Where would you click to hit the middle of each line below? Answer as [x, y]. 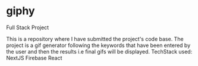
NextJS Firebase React [34, 58]
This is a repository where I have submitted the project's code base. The [95, 39]
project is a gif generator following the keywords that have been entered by [98, 45]
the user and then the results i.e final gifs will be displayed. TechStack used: [99, 51]
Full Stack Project [28, 27]
